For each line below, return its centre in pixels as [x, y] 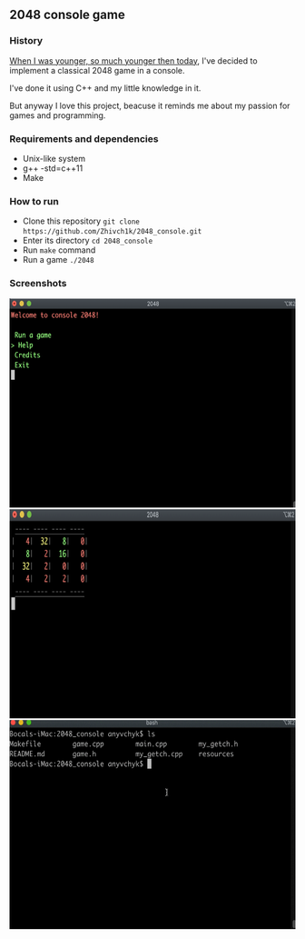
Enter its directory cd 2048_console [88, 241]
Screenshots [38, 284]
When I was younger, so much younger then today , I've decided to [133, 60]
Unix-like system [54, 158]
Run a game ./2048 [58, 260]
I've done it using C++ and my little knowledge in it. [105, 88]
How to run [34, 201]
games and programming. [58, 115]
